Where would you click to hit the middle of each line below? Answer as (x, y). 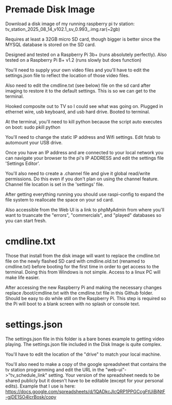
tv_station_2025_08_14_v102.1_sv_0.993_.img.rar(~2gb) (63, 29)
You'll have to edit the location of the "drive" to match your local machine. (83, 354)
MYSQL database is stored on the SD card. (51, 44)
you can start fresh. (26, 220)
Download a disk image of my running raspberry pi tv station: (70, 24)
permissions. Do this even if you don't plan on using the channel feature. (82, 179)
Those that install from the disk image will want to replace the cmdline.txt (83, 255)
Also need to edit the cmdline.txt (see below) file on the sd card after (78, 85)
